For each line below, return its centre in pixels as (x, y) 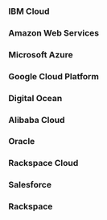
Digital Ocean (35, 98)
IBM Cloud (29, 11)
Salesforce (30, 185)
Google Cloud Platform (53, 76)
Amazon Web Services (54, 32)
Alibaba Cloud (37, 120)
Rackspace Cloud (43, 163)
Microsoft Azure (41, 54)
